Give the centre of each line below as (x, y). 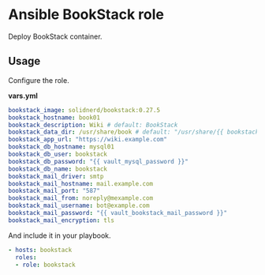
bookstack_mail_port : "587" (54, 191)
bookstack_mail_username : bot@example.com (79, 206)
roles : (26, 257)
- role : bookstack (46, 265)
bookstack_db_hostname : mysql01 (61, 147)
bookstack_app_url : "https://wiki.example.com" (88, 140)
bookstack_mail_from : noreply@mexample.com (81, 198)
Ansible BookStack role (86, 15)
